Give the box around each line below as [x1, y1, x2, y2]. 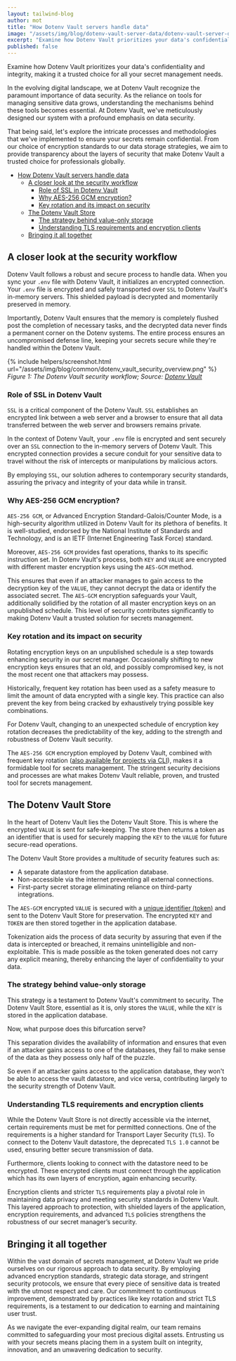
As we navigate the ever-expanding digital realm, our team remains [7, 1323, 202, 1331]
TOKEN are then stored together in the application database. [7, 918, 177, 927]
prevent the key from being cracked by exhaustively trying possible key [7, 699, 214, 707]
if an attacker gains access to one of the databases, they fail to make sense [7, 1045, 226, 1054]
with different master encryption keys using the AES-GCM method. [7, 563, 194, 571]
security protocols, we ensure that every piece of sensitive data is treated [7, 1279, 221, 1288]
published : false [7, 43, 58, 50]
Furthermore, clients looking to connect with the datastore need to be [7, 1159, 209, 1168]
